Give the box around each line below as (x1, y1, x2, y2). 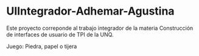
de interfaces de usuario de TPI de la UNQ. (6, 30, 114, 38)
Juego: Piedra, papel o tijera (6, 43, 77, 50)
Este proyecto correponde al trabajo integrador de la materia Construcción (6, 24, 194, 32)
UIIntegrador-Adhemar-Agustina (6, 4, 175, 18)
